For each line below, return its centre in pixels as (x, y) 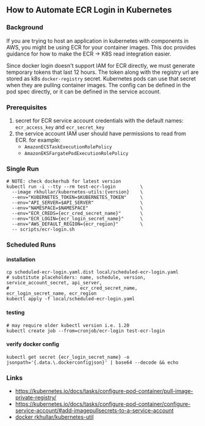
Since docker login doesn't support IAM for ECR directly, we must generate (101, 65)
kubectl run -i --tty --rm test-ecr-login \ (75, 187)
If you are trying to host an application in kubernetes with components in (98, 41)
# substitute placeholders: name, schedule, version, (76, 278)
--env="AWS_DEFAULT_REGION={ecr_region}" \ (77, 224)
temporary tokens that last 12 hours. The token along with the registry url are (103, 72)
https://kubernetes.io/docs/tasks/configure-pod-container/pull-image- (104, 391)
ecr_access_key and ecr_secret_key (60, 127)
